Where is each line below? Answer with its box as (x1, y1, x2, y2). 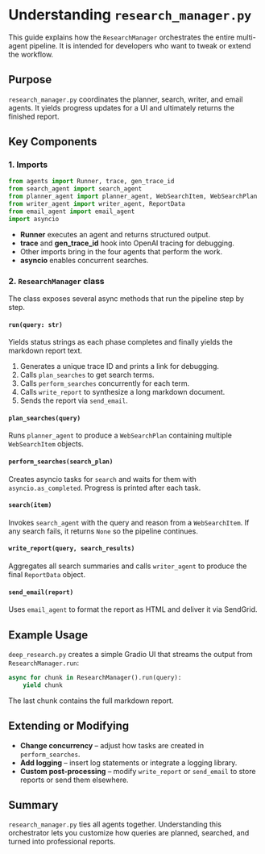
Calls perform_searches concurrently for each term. (19, 379, 190, 388)
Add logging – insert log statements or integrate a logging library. (19, 757, 238, 768)
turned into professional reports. (8, 837, 116, 847)
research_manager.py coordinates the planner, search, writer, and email (8, 94, 243, 104)
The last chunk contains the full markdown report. (8, 696, 174, 705)
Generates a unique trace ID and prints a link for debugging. (19, 362, 220, 371)
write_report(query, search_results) (8, 545, 135, 553)
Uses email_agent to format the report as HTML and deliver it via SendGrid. (8, 605, 258, 614)
